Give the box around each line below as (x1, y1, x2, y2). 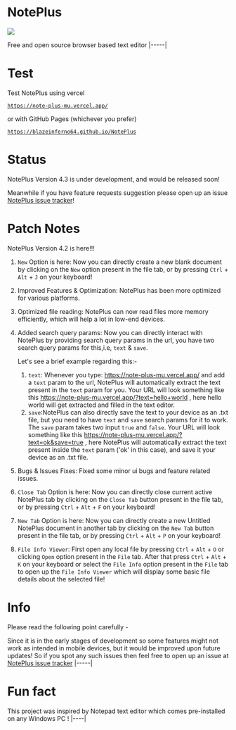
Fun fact (7, 684, 56, 699)
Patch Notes (7, 221, 81, 237)
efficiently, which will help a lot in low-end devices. (17, 315, 165, 323)
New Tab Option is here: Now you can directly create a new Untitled (17, 516, 211, 524)
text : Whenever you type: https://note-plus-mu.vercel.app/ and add (27, 370, 225, 379)
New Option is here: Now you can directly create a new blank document (17, 258, 223, 266)
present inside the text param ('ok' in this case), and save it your (27, 445, 216, 454)
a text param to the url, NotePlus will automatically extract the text (27, 378, 221, 386)
